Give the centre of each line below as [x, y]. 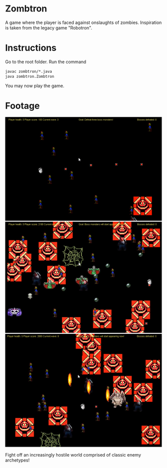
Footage [22, 106]
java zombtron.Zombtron [30, 76]
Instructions [31, 48]
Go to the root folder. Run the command [46, 62]
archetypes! [17, 460]
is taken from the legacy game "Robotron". [49, 27]
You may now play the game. [35, 86]
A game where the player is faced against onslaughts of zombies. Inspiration [83, 22]
